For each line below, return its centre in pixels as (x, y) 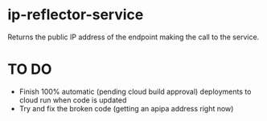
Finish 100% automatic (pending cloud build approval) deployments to (135, 91)
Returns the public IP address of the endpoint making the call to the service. (133, 37)
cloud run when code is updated (73, 100)
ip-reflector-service (76, 15)
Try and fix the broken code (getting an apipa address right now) (126, 108)
